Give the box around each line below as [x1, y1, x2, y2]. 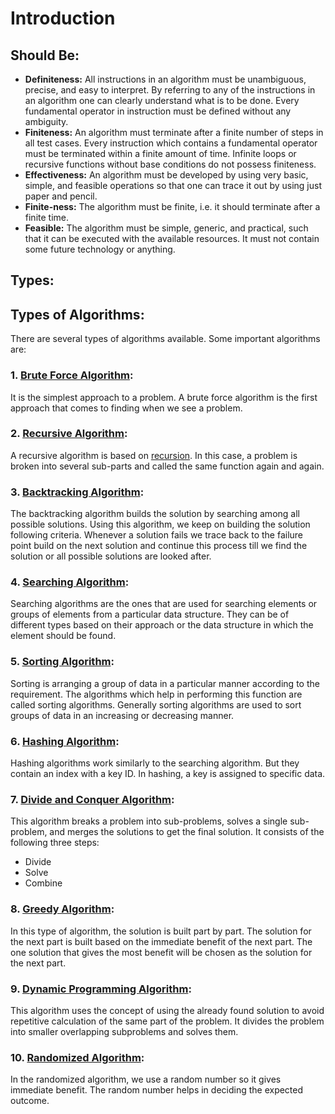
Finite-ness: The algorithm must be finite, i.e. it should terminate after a [24, 201, 321, 212]
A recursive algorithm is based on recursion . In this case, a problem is [10, 449, 298, 461]
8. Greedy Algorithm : [10, 902, 115, 916]
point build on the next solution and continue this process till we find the [10, 540, 308, 552]
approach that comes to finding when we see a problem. [10, 402, 243, 414]
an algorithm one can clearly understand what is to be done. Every [24, 95, 300, 106]
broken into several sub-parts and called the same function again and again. [10, 460, 325, 472]
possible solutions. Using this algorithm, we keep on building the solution [10, 518, 311, 531]
